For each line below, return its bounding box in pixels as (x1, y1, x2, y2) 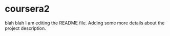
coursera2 (5, 3, 50, 15)
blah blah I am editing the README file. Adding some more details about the (5, 20, 165, 26)
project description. (5, 25, 47, 31)
